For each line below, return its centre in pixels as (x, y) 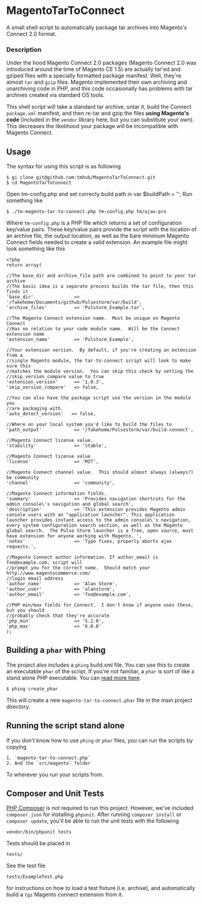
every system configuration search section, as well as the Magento (95, 526)
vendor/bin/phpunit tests (39, 832)
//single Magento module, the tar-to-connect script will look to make (98, 361)
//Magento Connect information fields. (57, 494)
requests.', (21, 547)
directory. (18, 706)
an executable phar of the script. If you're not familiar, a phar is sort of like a (101, 671)
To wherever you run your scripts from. (55, 774)
